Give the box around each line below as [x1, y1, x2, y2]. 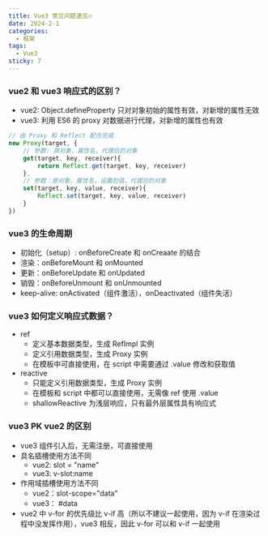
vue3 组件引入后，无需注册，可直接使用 [19, 440, 153, 450]
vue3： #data [32, 498, 79, 508]
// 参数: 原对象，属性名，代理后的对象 [23, 147, 138, 155]
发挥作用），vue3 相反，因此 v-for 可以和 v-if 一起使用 [41, 518, 220, 528]
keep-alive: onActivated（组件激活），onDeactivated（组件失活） [19, 289, 237, 298]
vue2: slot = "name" [32, 460, 100, 470]
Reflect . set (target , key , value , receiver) [37, 192, 186, 200]
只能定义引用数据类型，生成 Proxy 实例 [32, 378, 163, 388]
